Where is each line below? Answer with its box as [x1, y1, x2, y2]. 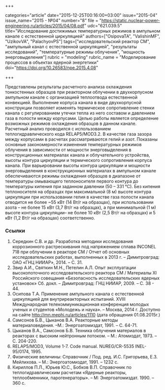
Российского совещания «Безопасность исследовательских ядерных [12, 275, 160, 281]
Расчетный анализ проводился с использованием [5, 126, 111, 131]
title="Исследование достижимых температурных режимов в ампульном [5, 28, 161, 34]
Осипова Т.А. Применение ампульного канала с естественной [12, 291, 144, 297]
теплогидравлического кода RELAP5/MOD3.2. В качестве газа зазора [5, 131, 152, 137]
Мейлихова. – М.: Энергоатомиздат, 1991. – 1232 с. [12, 359, 119, 365]
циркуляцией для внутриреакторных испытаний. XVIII [12, 296, 126, 302]
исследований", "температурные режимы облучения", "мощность [5, 49, 145, 55]
